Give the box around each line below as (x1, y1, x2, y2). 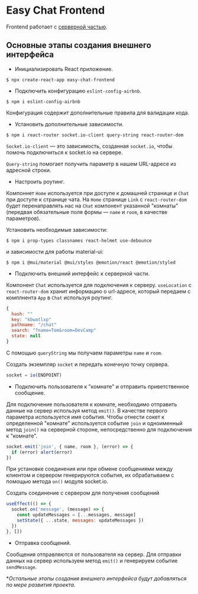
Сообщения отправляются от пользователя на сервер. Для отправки (6, 551, 181, 558)
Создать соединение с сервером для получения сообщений (6, 490, 160, 497)
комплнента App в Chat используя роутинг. (6, 294, 113, 301)
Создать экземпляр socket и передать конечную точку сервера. (6, 360, 170, 368)
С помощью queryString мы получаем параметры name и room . (6, 349, 163, 356)
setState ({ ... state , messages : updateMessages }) (17, 518, 144, 523)
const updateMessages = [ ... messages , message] (17, 512, 136, 518)
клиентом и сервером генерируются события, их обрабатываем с (6, 472, 174, 479)
